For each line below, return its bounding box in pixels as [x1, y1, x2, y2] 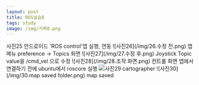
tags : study [6, 20, 36, 26]
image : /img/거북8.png [6, 25, 61, 32]
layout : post [6, 8, 39, 15]
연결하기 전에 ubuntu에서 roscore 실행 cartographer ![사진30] [6, 65, 178, 72]
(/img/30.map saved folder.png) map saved [6, 72, 114, 79]
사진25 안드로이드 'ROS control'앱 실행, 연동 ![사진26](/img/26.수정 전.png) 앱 [6, 42, 193, 50]
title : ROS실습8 [6, 14, 45, 20]
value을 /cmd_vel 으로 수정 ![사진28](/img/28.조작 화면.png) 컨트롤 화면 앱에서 [6, 57, 194, 65]
